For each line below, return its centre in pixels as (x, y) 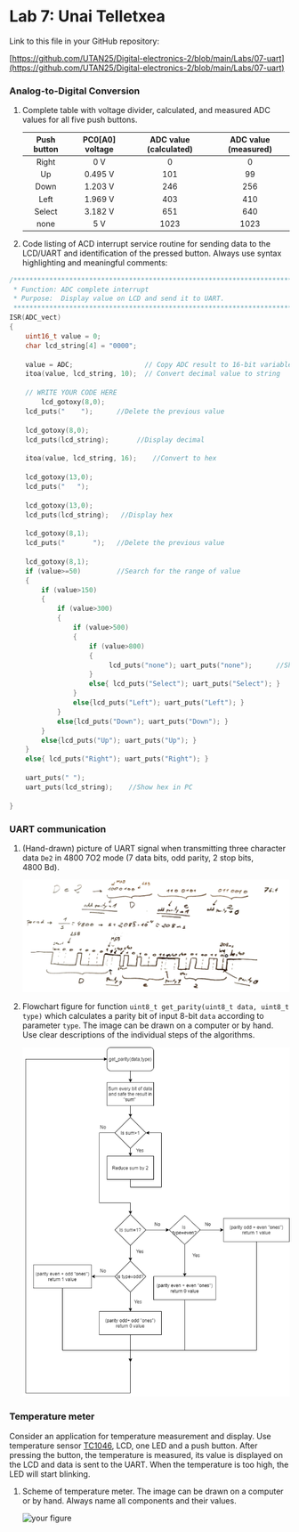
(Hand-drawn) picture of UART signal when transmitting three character (154, 848)
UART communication (58, 828)
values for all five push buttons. (80, 120)
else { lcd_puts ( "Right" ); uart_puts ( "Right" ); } (117, 759)
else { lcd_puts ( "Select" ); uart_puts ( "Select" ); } (184, 684)
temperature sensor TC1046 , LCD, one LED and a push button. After (133, 1446)
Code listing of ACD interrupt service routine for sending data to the (146, 243)
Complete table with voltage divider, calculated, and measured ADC (146, 110)
